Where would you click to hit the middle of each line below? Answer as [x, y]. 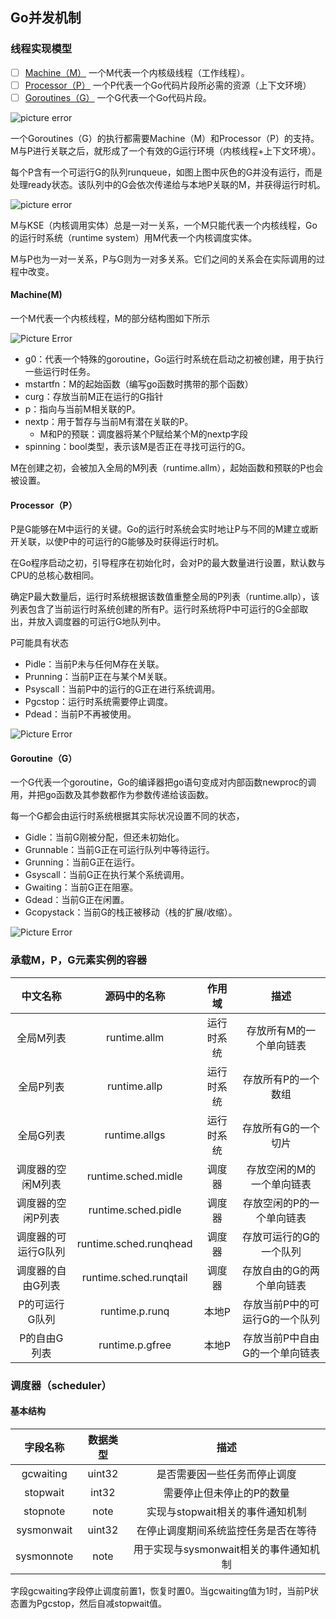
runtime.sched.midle [134, 1176]
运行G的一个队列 [281, 1319]
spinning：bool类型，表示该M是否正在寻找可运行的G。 [137, 447]
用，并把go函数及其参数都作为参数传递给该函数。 [112, 795]
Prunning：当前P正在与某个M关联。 [98, 677]
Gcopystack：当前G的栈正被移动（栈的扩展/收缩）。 [131, 912]
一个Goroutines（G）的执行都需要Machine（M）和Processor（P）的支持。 [165, 138]
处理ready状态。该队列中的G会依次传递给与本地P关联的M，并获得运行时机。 [168, 184]
